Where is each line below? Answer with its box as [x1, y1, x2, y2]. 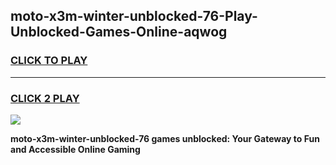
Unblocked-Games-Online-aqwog [10, 24, 228, 41]
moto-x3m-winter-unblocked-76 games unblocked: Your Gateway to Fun [10, 132, 320, 144]
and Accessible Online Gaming [10, 143, 141, 155]
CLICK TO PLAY [10, 54, 88, 68]
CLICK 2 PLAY [10, 91, 80, 105]
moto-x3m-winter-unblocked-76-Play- [10, 8, 258, 25]
